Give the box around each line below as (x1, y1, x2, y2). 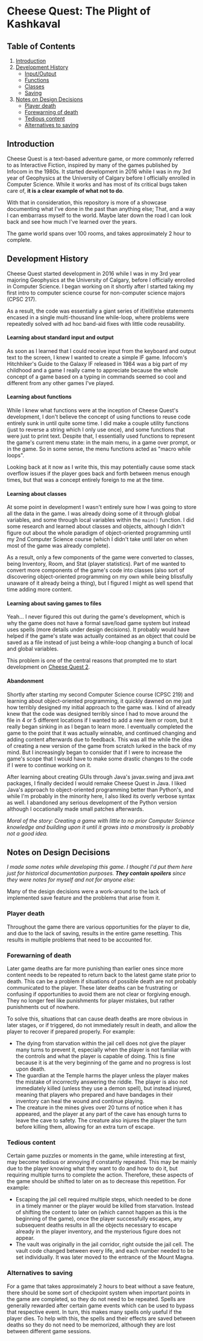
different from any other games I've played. (7, 379, 114, 386)
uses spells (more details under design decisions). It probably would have (7, 626, 190, 633)
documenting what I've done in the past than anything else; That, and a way (7, 205, 195, 212)
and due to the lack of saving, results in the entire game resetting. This (7, 929, 183, 937)
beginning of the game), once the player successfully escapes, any (15, 1215, 183, 1222)
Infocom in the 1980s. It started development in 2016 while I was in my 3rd (7, 167, 192, 175)
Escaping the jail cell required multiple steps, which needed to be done (15, 1196, 192, 1203)
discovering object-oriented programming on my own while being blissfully (7, 573, 193, 580)
